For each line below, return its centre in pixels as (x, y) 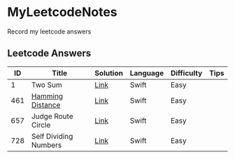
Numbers (47, 145)
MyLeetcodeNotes (62, 12)
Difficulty (186, 73)
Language (147, 73)
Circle (41, 125)
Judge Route (52, 116)
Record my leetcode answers (49, 31)
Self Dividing (52, 136)
